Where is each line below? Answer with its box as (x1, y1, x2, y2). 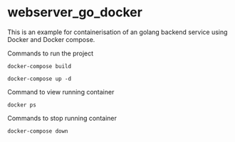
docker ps (7, 101, 37, 109)
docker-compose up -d (7, 75, 72, 82)
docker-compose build (7, 62, 72, 70)
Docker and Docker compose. (7, 35, 95, 43)
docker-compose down (7, 127, 69, 135)
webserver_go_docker (7, 4, 142, 21)
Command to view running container (7, 87, 115, 96)
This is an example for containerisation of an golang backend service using (7, 28, 228, 36)
